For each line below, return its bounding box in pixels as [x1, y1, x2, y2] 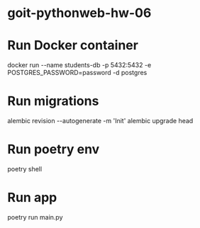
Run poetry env [7, 142, 100, 157]
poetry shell [7, 165, 43, 173]
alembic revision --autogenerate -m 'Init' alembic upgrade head [7, 117, 194, 125]
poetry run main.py [7, 212, 63, 221]
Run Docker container [7, 38, 138, 54]
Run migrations [7, 93, 99, 109]
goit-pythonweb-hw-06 [7, 5, 152, 21]
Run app [7, 190, 57, 206]
